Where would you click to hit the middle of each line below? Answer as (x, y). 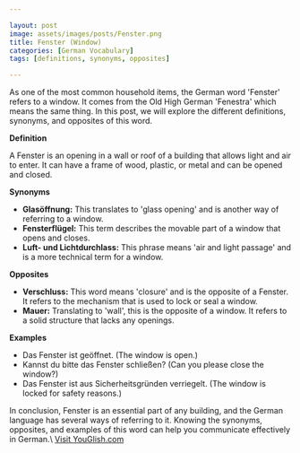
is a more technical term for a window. (93, 257)
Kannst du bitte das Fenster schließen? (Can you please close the (143, 365)
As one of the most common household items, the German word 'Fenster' (145, 92)
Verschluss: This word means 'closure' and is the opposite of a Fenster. (155, 292)
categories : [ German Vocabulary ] (72, 50)
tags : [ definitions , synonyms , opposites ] (90, 59)
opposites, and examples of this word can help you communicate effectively (150, 430)
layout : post (34, 25)
